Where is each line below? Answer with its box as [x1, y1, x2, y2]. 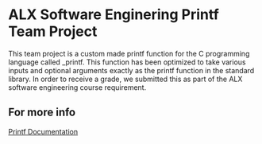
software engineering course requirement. [8, 82, 147, 92]
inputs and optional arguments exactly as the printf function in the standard [8, 65, 255, 75]
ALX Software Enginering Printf [8, 6, 220, 24]
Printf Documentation [8, 126, 78, 136]
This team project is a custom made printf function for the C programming [8, 49, 250, 58]
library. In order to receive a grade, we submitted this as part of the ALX [8, 74, 243, 84]
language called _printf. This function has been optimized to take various [8, 57, 246, 67]
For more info [8, 106, 76, 119]
